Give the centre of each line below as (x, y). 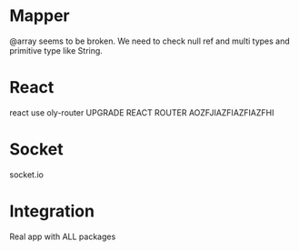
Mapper (40, 16)
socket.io (26, 175)
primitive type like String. (56, 50)
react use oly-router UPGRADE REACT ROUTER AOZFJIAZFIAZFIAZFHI (142, 112)
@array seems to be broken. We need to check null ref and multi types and (150, 41)
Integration (52, 211)
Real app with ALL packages (63, 236)
